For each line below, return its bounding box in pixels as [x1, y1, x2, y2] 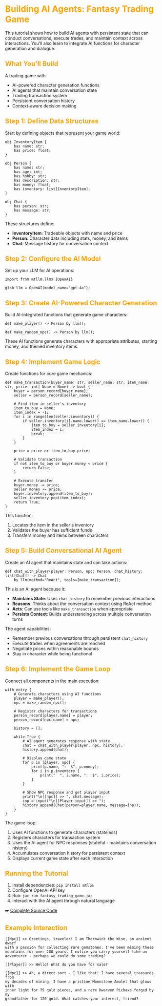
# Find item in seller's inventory [14, 401, 86, 406]
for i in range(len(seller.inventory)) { [14, 414, 99, 419]
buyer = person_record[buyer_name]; [14, 389, 89, 394]
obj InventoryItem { [5, 139, 47, 145]
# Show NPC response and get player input [22, 790, 110, 795]
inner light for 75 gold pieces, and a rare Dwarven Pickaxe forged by [5, 988, 154, 993]
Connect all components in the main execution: [5, 678, 100, 684]
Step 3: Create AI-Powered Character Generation [5, 299, 157, 307]
